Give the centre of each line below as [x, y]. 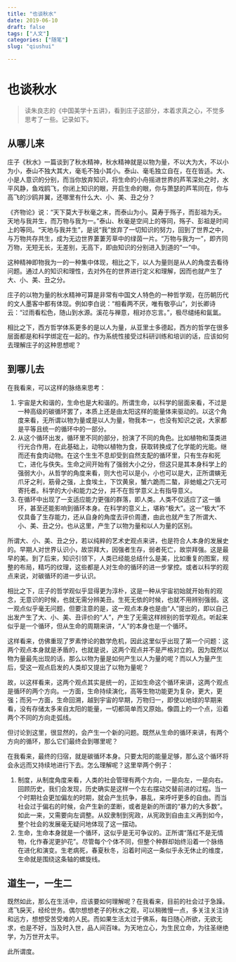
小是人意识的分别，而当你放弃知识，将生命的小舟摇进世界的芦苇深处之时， [115, 179]
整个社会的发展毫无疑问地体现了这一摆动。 [79, 823]
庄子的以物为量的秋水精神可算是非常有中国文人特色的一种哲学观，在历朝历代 [118, 295]
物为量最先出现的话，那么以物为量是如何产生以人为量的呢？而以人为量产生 [115, 658]
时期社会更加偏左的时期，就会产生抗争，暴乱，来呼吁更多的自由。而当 [125, 797]
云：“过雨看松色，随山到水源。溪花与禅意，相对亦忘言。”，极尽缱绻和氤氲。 [116, 312]
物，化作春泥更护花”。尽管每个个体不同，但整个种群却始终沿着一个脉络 [120, 841]
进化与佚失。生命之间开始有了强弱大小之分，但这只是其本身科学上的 [128, 464]
